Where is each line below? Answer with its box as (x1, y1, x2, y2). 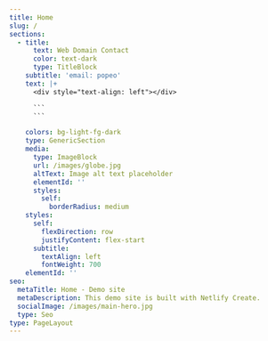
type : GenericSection (25, 136, 105, 145)
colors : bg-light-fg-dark (25, 128, 122, 137)
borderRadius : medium (48, 202, 129, 212)
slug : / (9, 21, 38, 30)
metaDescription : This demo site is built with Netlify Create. (17, 293, 261, 303)
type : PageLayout (9, 318, 74, 328)
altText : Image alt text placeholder (32, 169, 174, 178)
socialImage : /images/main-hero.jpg (17, 302, 153, 311)
